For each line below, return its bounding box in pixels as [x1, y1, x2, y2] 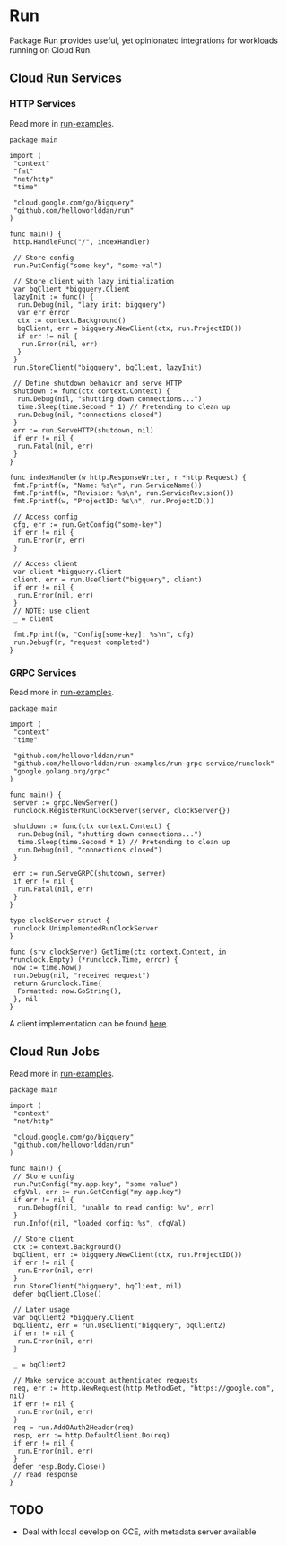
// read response [13, 1470, 78, 1479]
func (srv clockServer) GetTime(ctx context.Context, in [9, 948, 227, 956]
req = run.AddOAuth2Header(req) [13, 1423, 135, 1432]
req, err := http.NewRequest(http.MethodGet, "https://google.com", [13, 1384, 275, 1393]
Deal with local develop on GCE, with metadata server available [22, 1526, 257, 1537]
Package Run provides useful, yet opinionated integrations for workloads [9, 35, 279, 46]
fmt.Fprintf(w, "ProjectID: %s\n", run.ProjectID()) [13, 496, 215, 505]
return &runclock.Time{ [13, 979, 102, 988]
